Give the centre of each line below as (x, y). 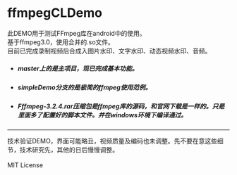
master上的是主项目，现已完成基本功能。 (78, 68)
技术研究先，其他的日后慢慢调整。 (69, 150)
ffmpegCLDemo (55, 13)
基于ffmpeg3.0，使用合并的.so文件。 (61, 42)
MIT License (25, 165)
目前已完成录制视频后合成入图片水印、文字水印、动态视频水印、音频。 (109, 51)
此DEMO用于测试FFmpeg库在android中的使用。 (77, 33)
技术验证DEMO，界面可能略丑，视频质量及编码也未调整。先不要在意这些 (112, 141)
